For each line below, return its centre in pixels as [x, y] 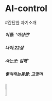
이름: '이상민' [17, 34]
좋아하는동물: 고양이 [24, 74]
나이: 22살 [14, 48]
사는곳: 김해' [17, 61]
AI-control [26, 8]
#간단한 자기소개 [21, 22]
